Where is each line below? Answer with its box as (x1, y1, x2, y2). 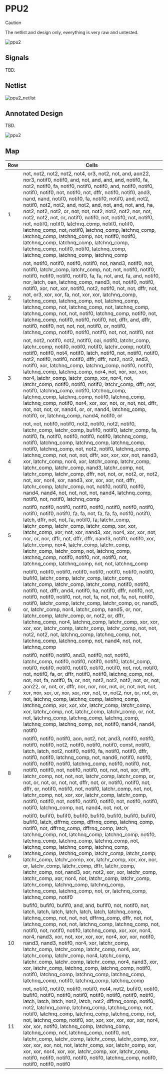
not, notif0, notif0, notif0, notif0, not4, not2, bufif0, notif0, (23, 985, 159, 992)
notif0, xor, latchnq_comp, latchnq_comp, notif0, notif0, (23, 362, 153, 369)
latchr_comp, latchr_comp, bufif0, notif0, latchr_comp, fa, (23, 427, 157, 434)
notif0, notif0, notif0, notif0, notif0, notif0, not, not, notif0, (23, 664, 159, 671)
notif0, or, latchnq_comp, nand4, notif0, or (23, 412, 122, 419)
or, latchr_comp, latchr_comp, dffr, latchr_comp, (23, 862, 136, 869)
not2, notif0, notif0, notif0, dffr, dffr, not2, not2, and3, (23, 356, 149, 363)
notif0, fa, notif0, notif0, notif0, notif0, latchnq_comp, (23, 433, 148, 440)
